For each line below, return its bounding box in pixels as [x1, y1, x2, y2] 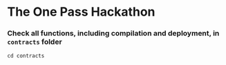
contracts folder [7, 37, 62, 47]
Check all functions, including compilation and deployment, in [7, 29, 220, 38]
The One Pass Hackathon [7, 4, 156, 20]
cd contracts [7, 53, 45, 60]
